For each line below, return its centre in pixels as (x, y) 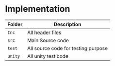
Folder (15, 24)
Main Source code (48, 40)
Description (67, 24)
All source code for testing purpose (68, 48)
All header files (44, 33)
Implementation (38, 9)
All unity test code (48, 56)
